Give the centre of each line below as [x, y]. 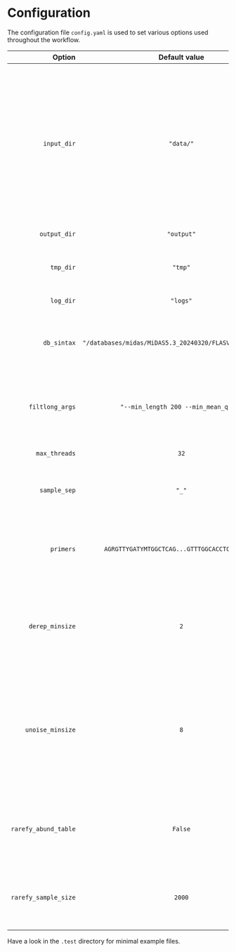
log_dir [63, 300]
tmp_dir [63, 267]
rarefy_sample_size [43, 897]
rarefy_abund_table [43, 829]
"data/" [181, 143]
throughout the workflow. [44, 39]
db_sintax [59, 343]
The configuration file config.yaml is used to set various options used [108, 32]
